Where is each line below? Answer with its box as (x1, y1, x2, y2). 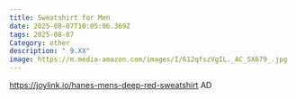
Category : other (9, 38, 70, 48)
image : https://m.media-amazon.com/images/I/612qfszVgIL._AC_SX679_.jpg (9, 55, 288, 64)
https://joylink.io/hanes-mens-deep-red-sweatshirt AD (9, 80, 212, 90)
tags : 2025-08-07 (9, 30, 75, 39)
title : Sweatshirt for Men (9, 13, 111, 22)
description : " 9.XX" (9, 47, 91, 56)
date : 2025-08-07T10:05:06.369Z (9, 22, 130, 31)
